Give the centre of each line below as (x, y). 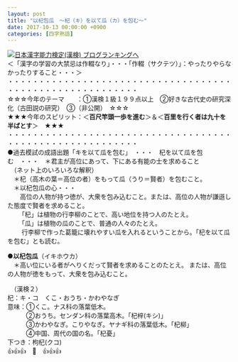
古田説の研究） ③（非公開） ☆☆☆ (74, 108)
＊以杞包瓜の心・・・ (44, 188)
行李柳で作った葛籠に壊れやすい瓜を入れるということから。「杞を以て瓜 (125, 232)
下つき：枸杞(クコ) (35, 342)
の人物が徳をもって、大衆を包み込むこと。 (69, 274)
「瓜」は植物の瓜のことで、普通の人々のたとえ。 (91, 224)
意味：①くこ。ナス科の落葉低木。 (59, 307)
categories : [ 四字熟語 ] (40, 34)
